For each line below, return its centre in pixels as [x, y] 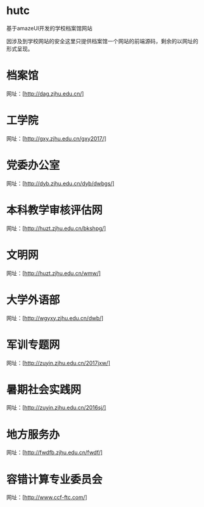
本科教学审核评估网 [55, 210]
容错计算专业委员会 [55, 479]
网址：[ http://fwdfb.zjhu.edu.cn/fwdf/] [55, 453]
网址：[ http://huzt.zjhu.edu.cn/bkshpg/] [56, 228]
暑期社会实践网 [44, 390]
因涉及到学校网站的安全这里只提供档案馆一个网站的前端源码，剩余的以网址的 [102, 41]
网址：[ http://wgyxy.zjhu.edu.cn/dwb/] [55, 318]
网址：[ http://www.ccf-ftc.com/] [47, 497]
